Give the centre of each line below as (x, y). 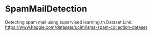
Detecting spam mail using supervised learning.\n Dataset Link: (69, 22)
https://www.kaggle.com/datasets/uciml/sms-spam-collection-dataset (76, 27)
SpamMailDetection (46, 9)
